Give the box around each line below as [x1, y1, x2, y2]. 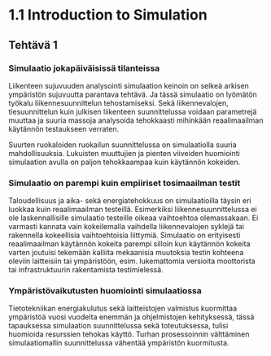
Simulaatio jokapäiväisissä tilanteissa [8, 63, 160, 74]
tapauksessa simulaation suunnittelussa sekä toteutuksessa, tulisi [8, 321, 229, 331]
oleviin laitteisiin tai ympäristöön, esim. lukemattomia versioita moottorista [8, 256, 256, 266]
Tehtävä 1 [8, 38, 59, 52]
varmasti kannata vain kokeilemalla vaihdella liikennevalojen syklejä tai [8, 222, 244, 232]
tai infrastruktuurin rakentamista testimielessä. [8, 265, 164, 275]
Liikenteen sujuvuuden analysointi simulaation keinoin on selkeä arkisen [8, 80, 250, 90]
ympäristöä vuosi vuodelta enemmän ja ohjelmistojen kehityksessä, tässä [8, 312, 255, 322]
